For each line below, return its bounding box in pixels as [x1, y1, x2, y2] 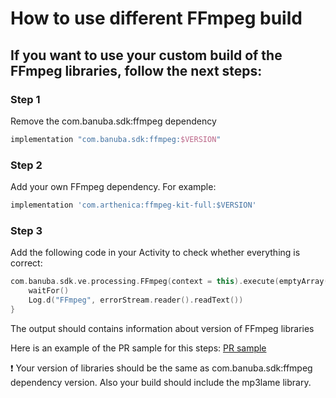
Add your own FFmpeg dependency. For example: [10, 181, 217, 193]
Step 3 [10, 223, 43, 237]
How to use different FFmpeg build [10, 7, 303, 30]
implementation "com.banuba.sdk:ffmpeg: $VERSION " [10, 134, 222, 144]
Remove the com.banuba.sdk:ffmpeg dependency [10, 115, 217, 127]
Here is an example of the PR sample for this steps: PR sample [10, 342, 267, 354]
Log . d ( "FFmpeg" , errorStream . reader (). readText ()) [28, 295, 244, 305]
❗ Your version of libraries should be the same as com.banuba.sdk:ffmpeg [10, 362, 313, 374]
